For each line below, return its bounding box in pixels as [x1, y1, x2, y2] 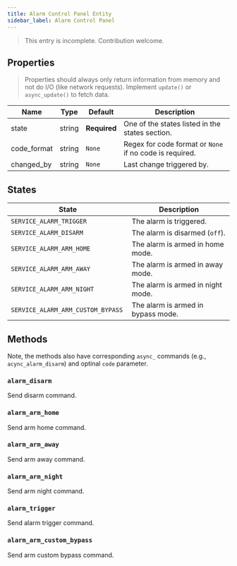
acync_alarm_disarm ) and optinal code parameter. [7, 359, 148, 368]
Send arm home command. [7, 423, 87, 431]
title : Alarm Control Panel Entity [7, 10, 112, 18]
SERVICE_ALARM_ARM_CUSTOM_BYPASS [11, 306, 123, 314]
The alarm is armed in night [131, 280, 222, 290]
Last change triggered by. [123, 159, 209, 169]
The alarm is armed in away [131, 260, 224, 270]
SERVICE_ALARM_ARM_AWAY [11, 265, 91, 273]
